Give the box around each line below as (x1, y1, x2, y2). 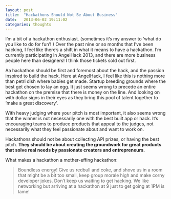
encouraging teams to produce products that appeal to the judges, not (5, 121, 154, 127)
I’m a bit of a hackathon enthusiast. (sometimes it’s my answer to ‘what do (5, 36, 161, 42)
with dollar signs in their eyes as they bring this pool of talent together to (5, 95, 158, 101)
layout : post (5, 7, 33, 13)
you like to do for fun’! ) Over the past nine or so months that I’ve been (5, 41, 154, 48)
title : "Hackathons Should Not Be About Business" (5, 12, 118, 17)
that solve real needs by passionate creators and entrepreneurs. (5, 147, 145, 153)
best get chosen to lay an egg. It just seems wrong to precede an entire (5, 84, 156, 90)
